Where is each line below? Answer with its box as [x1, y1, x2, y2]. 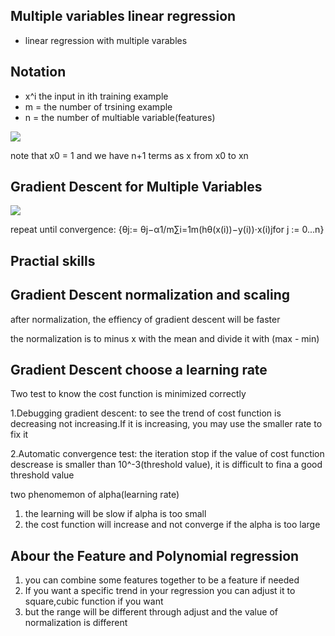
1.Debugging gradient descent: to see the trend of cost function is [10, 407, 282, 419]
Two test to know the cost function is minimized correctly [10, 388, 247, 400]
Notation [10, 64, 67, 81]
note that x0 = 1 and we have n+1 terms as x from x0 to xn [10, 149, 249, 161]
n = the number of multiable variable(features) [24, 111, 216, 123]
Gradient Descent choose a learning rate [10, 362, 268, 379]
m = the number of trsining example [24, 100, 173, 113]
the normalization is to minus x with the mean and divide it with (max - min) [10, 332, 320, 344]
